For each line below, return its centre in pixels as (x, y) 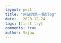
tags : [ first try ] (24, 23)
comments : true (21, 28)
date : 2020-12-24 (25, 19)
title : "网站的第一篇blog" (31, 14)
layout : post (19, 10)
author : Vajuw (20, 33)
